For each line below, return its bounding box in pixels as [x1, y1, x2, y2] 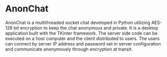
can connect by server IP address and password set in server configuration [5, 40, 161, 46]
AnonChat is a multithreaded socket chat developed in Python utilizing [5, 19, 150, 25]
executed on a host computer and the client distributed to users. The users [5, 35, 160, 41]
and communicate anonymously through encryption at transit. [5, 46, 133, 52]
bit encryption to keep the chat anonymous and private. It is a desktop [13, 24, 159, 30]
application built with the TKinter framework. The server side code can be [5, 30, 158, 36]
